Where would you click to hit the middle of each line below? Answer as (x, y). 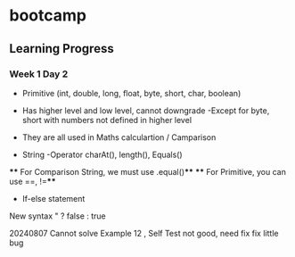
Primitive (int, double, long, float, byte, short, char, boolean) (131, 93)
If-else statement (53, 198)
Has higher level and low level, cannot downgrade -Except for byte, (146, 110)
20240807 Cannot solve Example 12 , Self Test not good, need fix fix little (144, 233)
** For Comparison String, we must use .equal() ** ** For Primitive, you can (148, 171)
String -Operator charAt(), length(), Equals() (102, 154)
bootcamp (48, 16)
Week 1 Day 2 (39, 74)
